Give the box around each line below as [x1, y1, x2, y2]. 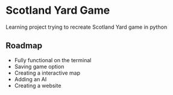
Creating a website [14, 82, 61, 89]
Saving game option [14, 63, 64, 70]
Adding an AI [14, 75, 47, 82]
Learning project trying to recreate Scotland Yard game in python [5, 23, 168, 30]
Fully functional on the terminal [14, 56, 92, 63]
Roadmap [5, 41, 43, 51]
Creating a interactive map [14, 69, 81, 76]
